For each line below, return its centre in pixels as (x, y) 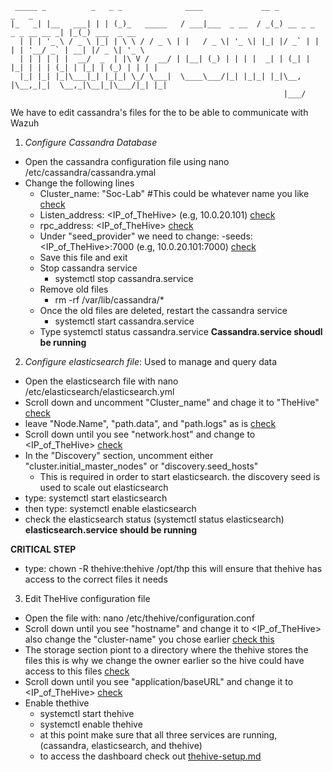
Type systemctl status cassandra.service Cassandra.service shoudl (181, 331)
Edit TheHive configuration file (87, 598)
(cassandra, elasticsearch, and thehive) (121, 745)
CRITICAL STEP (43, 549)
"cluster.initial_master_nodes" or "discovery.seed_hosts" (141, 466)
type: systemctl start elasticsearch (96, 498)
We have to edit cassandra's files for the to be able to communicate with (159, 112)
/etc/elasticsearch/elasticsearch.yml (99, 391)
